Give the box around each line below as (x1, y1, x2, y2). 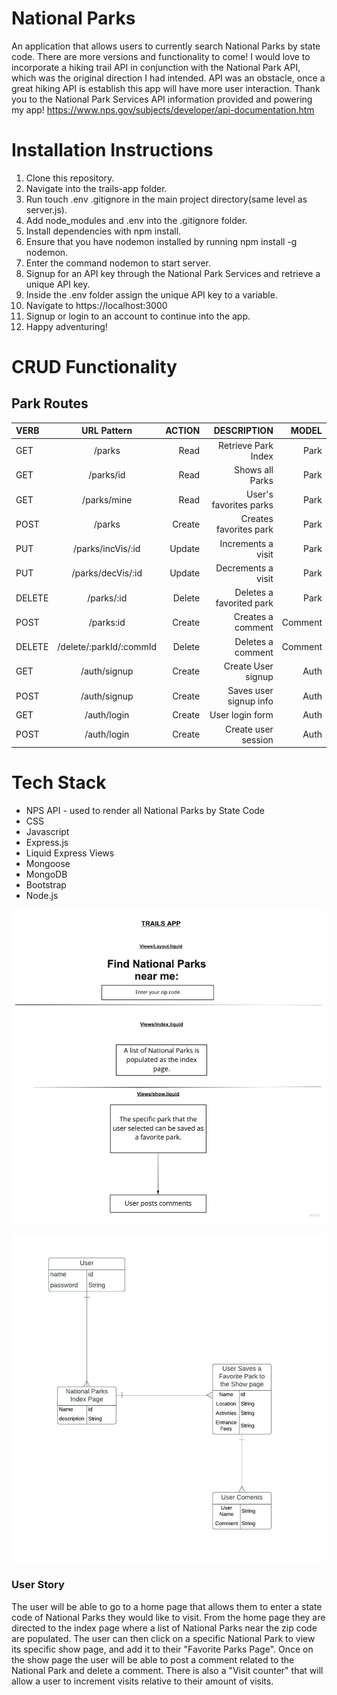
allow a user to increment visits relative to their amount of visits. (11, 1675, 274, 1687)
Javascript (25, 826, 70, 838)
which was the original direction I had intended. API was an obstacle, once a (11, 72, 326, 84)
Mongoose (25, 858, 71, 870)
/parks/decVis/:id (71, 567, 143, 579)
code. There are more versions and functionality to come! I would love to (11, 50, 311, 62)
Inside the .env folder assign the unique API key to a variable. (25, 288, 278, 301)
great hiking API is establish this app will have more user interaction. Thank (11, 82, 321, 94)
